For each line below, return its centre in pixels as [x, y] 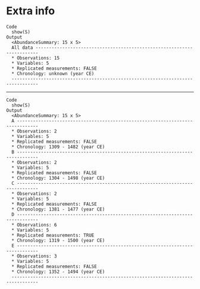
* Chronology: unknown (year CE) [53, 73]
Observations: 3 [37, 256]
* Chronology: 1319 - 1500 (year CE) [58, 240]
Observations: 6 [37, 225]
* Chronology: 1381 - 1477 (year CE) [58, 209]
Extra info [31, 11]
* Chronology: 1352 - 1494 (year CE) [58, 272]
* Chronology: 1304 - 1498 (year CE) [58, 178]
